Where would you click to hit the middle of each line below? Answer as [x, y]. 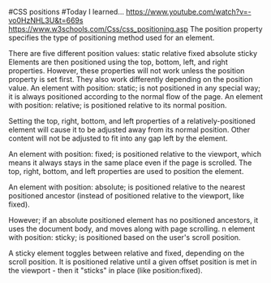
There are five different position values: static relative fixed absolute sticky [133, 53]
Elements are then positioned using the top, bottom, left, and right [118, 62]
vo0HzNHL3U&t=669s [46, 20]
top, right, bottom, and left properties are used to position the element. [126, 171]
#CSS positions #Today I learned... [66, 12]
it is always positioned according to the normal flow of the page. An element [136, 96]
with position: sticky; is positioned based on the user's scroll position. [125, 237]
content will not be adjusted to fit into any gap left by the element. [118, 138]
